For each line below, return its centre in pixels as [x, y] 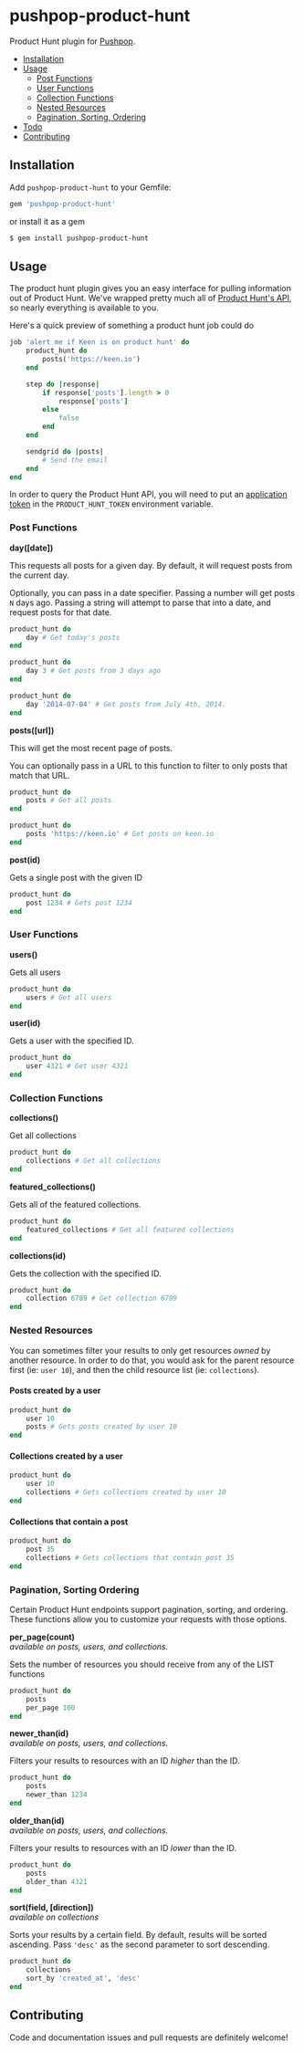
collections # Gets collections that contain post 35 [130, 1557]
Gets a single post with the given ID [76, 877]
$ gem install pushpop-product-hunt [79, 238]
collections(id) [38, 1255]
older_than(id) [37, 1820]
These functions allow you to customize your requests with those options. [148, 1619]
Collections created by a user [66, 1456]
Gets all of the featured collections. [75, 1204]
